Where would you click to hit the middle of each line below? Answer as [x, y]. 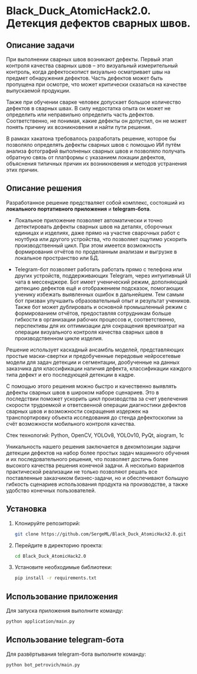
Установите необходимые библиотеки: [63, 567]
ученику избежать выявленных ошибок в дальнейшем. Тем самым [99, 294]
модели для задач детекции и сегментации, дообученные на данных [93, 362]
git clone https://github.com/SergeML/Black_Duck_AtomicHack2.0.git [100, 534]
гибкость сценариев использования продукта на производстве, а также [97, 484]
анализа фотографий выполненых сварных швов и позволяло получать [96, 151]
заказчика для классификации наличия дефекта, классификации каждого [99, 368]
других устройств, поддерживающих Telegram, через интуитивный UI [103, 275]
